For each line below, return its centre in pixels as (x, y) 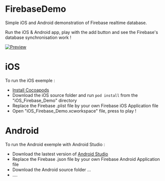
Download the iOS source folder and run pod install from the (75, 95)
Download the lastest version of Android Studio (60, 154)
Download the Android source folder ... (51, 169)
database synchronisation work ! (38, 37)
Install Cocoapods (31, 90)
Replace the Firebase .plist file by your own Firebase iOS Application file (85, 106)
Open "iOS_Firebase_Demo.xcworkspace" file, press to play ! (74, 111)
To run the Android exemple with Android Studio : (55, 144)
